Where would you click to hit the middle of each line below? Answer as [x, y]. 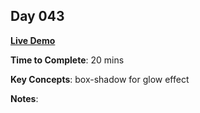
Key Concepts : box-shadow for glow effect [100, 79]
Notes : [24, 98]
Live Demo [33, 40]
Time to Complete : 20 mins [67, 60]
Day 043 [37, 16]
